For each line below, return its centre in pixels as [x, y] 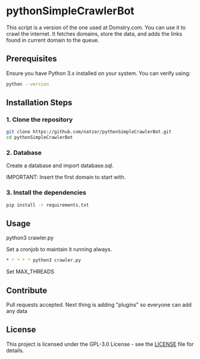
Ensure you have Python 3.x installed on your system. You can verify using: [99, 73]
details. [15, 350]
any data [17, 311]
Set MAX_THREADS [30, 271]
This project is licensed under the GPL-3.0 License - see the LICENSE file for [100, 344]
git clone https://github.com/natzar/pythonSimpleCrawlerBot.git [89, 132]
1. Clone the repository [40, 119]
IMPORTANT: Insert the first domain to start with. [66, 177]
